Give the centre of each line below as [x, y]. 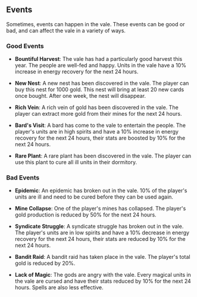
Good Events [25, 46]
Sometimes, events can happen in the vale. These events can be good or [96, 24]
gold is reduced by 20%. [45, 263]
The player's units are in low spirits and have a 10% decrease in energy [102, 233]
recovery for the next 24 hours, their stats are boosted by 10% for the [100, 138]
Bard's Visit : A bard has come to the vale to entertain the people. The [100, 125]
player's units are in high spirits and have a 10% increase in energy [96, 132]
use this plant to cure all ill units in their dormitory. [76, 162]
